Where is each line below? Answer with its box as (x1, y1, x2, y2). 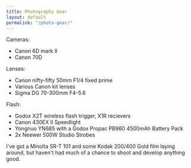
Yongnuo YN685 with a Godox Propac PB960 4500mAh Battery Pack (14, 125, 183, 132)
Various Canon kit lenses (14, 83, 76, 90)
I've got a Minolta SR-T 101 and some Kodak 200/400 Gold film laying (6, 143, 176, 150)
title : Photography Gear (6, 8, 67, 15)
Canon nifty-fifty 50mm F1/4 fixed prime (14, 77, 113, 84)
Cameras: (6, 36, 30, 43)
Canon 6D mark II (14, 47, 58, 55)
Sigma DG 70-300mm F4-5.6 (14, 90, 86, 97)
